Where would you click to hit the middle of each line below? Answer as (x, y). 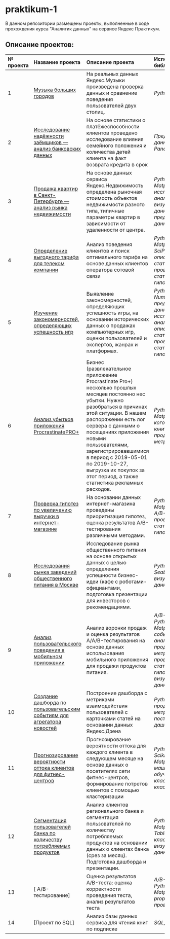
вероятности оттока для (116, 745)
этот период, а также (112, 476)
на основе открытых (112, 556)
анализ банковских (57, 149)
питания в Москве (56, 585)
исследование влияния (115, 139)
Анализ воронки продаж (117, 628)
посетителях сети (108, 771)
